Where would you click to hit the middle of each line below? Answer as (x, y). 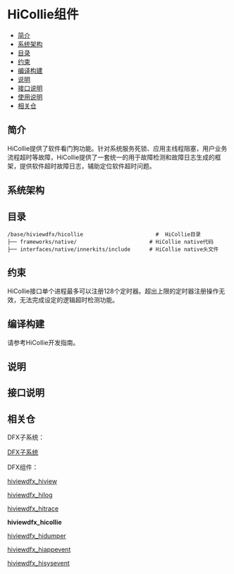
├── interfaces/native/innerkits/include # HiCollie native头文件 (113, 249)
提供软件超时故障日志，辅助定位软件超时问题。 (87, 166)
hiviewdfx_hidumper (37, 536)
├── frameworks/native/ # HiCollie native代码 (110, 242)
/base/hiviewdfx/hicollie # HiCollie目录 (104, 234)
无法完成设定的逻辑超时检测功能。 (69, 299)
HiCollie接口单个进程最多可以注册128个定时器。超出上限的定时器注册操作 (113, 291)
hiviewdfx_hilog (30, 495)
